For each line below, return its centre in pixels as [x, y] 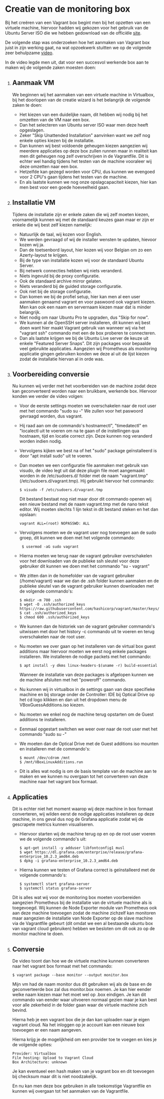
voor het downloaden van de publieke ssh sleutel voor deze [79, 561]
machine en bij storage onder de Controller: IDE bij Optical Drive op [87, 695]
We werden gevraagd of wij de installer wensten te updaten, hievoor [88, 239]
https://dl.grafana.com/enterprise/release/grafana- [90, 852]
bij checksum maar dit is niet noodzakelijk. [55, 1076]
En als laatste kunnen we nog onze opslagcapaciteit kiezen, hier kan [88, 182]
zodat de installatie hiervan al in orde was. [62, 359]
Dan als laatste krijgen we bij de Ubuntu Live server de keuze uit [84, 338]
